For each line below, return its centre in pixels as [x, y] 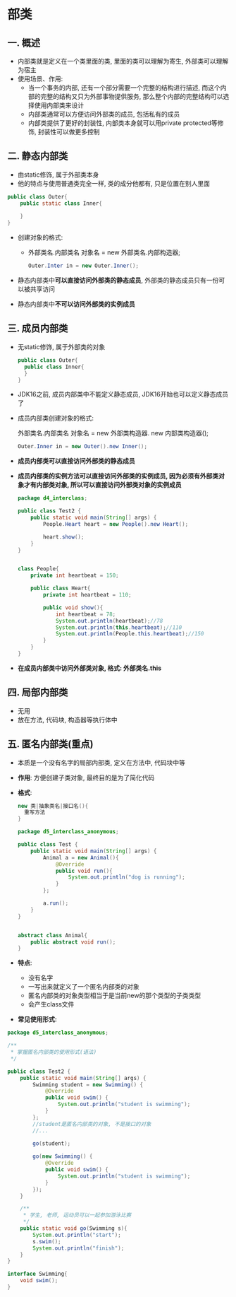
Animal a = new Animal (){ [81, 857]
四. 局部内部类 [38, 692]
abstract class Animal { [52, 935]
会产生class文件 [51, 1004]
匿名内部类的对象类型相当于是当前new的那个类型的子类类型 [114, 996]
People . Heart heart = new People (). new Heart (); [116, 524]
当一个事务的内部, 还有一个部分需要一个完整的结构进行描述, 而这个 [124, 88]
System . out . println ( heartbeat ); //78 [109, 621]
